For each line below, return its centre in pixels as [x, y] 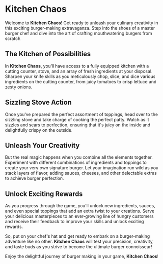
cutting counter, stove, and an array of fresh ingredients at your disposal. [79, 71]
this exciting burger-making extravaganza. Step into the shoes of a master [80, 28]
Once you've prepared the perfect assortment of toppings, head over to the [81, 114]
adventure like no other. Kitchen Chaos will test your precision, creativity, [79, 242]
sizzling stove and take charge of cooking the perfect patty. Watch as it [77, 119]
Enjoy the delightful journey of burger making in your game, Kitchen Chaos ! [82, 256]
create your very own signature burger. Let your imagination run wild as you [82, 168]
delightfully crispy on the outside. [39, 130]
